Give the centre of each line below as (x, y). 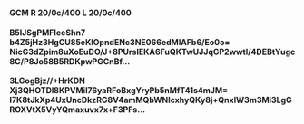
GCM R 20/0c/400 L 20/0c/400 (70, 13)
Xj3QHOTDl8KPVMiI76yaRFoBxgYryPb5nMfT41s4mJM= (119, 91)
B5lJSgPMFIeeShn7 (48, 33)
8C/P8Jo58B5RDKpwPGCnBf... (70, 62)
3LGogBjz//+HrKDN (48, 81)
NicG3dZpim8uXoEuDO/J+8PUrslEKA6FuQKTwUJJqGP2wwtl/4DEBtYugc (152, 52)
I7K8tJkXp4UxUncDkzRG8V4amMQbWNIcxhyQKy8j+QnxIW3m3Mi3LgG (151, 100)
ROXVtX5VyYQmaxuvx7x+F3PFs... (78, 110)
